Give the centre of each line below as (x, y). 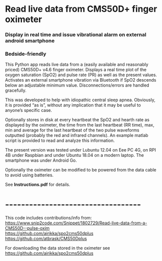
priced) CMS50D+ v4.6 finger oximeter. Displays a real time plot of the (76, 70)
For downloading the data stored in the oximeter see (58, 248)
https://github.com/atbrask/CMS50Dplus (46, 239)
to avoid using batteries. (29, 175)
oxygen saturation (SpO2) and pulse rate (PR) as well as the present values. (81, 75)
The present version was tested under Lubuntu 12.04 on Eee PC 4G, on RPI (81, 150)
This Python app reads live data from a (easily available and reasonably (77, 65)
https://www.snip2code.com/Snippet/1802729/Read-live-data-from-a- (76, 223)
